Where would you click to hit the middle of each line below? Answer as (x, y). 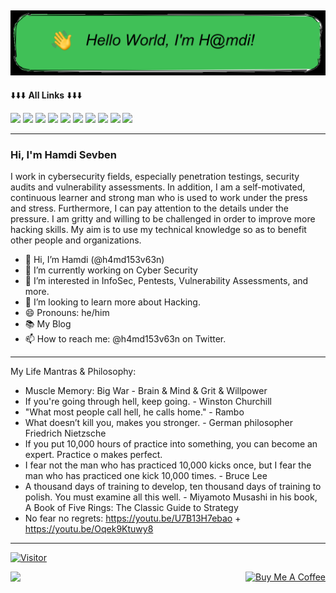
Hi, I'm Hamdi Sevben (63, 155)
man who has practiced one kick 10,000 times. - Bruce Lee (146, 476)
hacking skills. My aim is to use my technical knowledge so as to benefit (158, 230)
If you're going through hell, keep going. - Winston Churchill (148, 402)
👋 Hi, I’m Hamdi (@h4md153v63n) (94, 260)
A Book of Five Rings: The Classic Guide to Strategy (131, 508)
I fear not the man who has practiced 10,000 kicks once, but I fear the (168, 465)
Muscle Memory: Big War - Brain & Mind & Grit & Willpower (146, 391)
